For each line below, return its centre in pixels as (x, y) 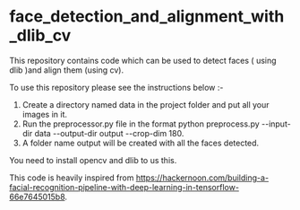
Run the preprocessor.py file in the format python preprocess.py (141, 124)
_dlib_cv (40, 35)
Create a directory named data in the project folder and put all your (146, 104)
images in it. (44, 114)
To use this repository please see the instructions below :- (116, 87)
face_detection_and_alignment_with (147, 17)
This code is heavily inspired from (72, 178)
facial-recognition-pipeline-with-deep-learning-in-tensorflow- (124, 187)
